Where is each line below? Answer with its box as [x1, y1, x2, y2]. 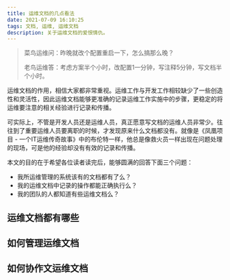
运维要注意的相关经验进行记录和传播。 [7, 103, 115, 112]
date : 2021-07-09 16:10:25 [7, 16, 84, 23]
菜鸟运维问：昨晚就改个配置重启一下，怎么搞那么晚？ [23, 49, 175, 57]
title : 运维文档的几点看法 [7, 10, 75, 17]
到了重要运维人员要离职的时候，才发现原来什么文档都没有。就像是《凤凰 [12, 127, 217, 135]
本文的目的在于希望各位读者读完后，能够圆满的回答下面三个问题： [7, 158, 193, 166]
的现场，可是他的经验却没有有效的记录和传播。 [7, 144, 139, 152]
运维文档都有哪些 [7, 212, 79, 223]
